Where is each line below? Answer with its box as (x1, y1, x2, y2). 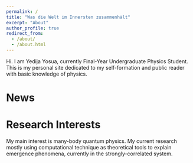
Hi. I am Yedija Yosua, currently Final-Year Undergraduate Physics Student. (6, 57, 188, 65)
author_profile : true (6, 25, 60, 31)
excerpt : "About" (6, 19, 49, 25)
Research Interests (6, 118, 101, 132)
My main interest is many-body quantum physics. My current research (6, 138, 177, 145)
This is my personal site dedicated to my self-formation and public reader (6, 64, 185, 71)
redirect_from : (6, 31, 44, 37)
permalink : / (6, 8, 38, 15)
